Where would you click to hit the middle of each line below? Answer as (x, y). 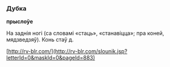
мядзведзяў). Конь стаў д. (40, 40)
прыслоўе (20, 22)
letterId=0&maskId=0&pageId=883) (51, 58)
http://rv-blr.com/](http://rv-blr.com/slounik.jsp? (68, 51)
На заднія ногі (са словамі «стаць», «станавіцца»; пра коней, (85, 33)
